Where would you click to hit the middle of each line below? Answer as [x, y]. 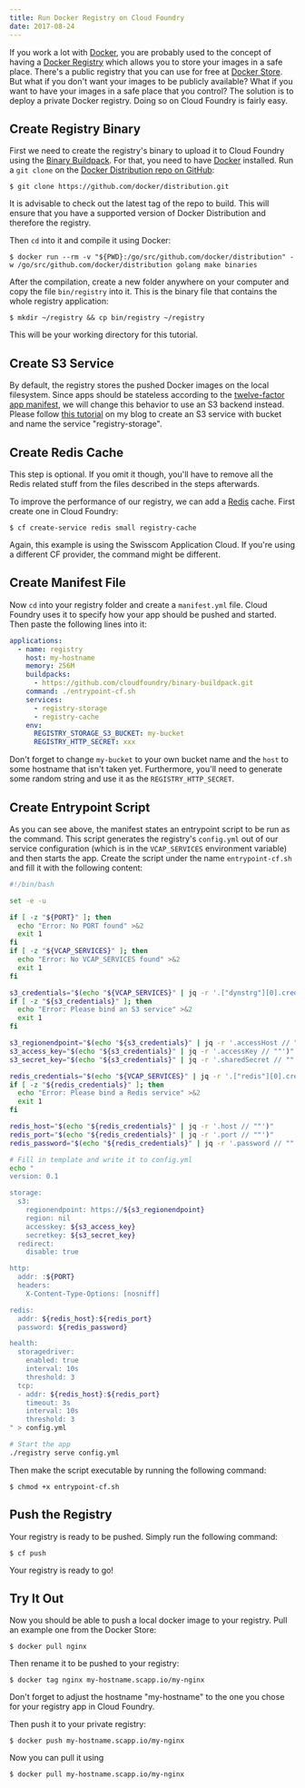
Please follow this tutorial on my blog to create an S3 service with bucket [146, 414]
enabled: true [52, 1361]
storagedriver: [46, 1352]
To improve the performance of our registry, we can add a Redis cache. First [152, 502]
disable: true [52, 1252]
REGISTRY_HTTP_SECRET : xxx [84, 742]
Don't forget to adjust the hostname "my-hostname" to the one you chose [147, 1697]
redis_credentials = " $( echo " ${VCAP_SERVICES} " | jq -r [115, 1076]
